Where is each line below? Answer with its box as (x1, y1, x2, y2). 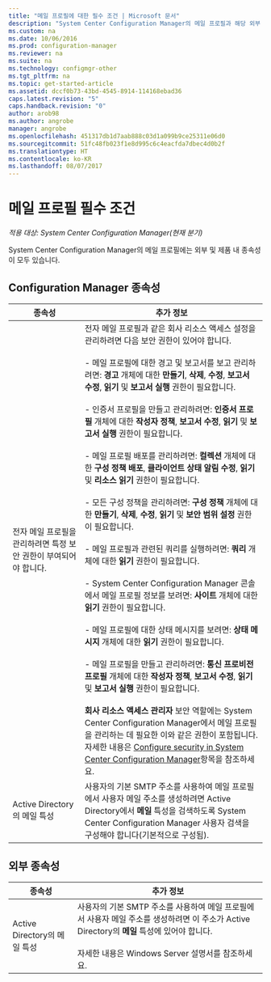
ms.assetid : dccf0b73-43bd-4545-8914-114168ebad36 (8, 87, 182, 95)
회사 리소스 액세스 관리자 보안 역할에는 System (84, 705, 252, 716)
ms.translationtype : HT (8, 147, 89, 155)
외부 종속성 (8, 859, 60, 874)
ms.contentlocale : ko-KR (8, 154, 92, 163)
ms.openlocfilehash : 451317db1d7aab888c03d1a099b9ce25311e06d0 (8, 132, 226, 140)
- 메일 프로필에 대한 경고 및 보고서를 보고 (84, 357, 231, 368)
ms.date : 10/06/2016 (8, 34, 78, 43)
